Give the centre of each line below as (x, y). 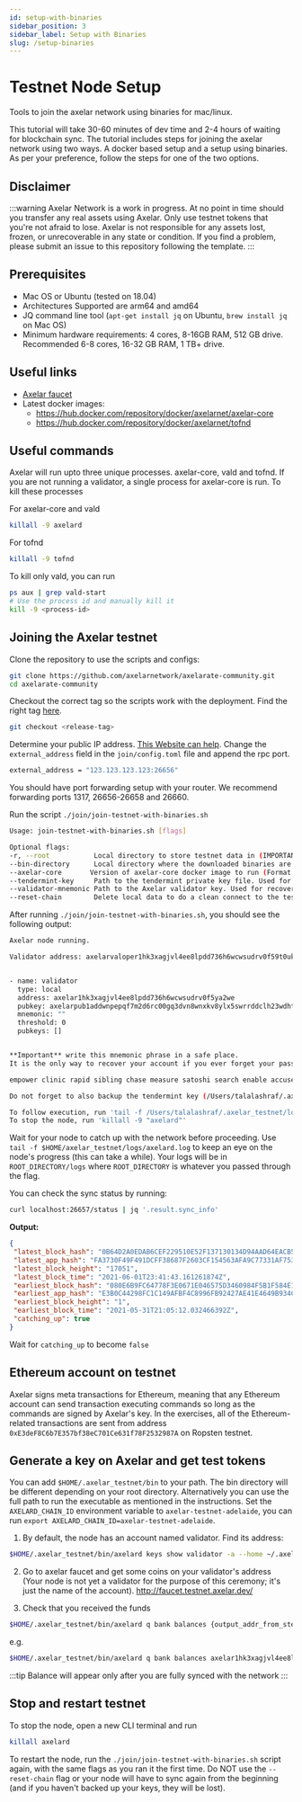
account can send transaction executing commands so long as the (133, 1404)
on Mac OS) (44, 325)
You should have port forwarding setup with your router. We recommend (143, 788)
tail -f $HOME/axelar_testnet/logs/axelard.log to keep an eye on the (141, 1147)
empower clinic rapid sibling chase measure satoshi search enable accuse (152, 1080)
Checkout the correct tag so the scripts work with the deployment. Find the (148, 701)
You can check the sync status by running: (89, 1193)
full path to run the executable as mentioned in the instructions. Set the (141, 1502)
